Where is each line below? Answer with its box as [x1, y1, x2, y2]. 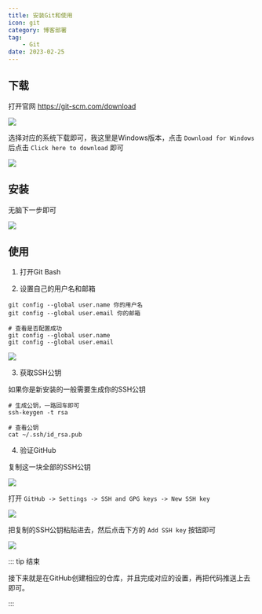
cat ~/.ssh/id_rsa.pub [8, 431, 82, 439]
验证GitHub [19, 446, 56, 455]
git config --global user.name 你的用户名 [8, 301, 144, 309]
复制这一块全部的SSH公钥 [8, 462, 92, 472]
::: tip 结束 [8, 557, 41, 566]
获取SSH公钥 [19, 368, 62, 377]
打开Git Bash [19, 267, 61, 277]
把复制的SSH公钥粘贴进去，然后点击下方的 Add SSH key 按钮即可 [8, 525, 216, 535]
